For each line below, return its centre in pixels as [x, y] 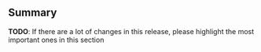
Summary [33, 13]
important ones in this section [56, 40]
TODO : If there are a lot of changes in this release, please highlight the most [131, 31]
